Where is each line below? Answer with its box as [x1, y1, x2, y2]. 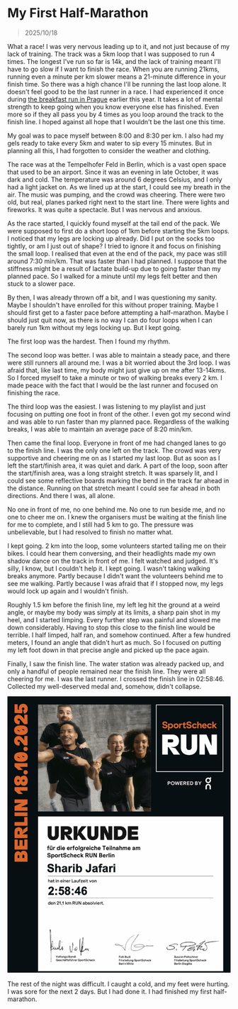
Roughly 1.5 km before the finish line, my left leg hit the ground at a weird [7, 600, 220, 609]
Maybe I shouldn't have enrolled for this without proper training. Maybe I [7, 300, 218, 309]
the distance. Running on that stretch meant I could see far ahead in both [7, 484, 221, 492]
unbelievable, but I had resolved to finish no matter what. [7, 527, 174, 536]
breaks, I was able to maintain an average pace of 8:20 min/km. [7, 424, 193, 434]
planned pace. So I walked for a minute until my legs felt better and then [7, 272, 217, 280]
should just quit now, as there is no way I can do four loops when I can [7, 316, 212, 324]
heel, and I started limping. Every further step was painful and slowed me [7, 615, 221, 624]
